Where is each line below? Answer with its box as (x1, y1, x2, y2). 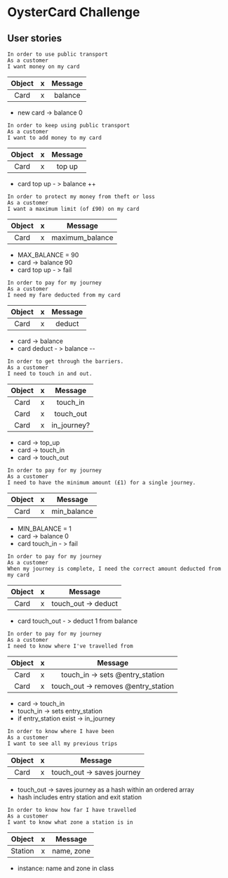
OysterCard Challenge (7, 4, 140, 20)
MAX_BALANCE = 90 (17, 251, 79, 259)
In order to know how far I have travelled (7, 806, 137, 813)
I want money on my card (7, 63, 80, 70)
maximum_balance (51, 233, 114, 243)
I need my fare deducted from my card (7, 292, 121, 299)
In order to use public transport (7, 51, 109, 58)
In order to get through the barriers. (7, 358, 124, 365)
